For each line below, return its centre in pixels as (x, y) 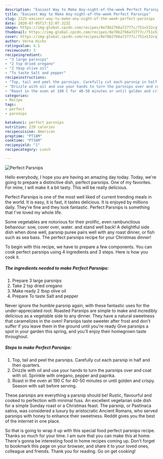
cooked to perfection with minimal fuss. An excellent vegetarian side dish (78, 400)
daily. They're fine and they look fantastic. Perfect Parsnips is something (77, 207)
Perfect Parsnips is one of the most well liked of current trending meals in (78, 197)
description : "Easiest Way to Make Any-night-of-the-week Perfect (73, 9)
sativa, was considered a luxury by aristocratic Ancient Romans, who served (81, 411)
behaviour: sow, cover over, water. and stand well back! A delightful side (77, 227)
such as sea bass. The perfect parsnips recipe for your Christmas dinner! (78, 237)
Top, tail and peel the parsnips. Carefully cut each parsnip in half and (81, 360)
